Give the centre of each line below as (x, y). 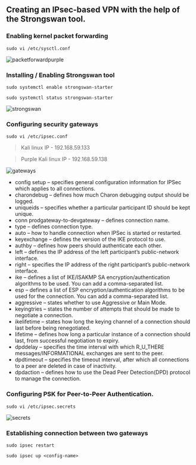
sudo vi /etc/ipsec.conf (37, 137)
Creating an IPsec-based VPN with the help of (93, 10)
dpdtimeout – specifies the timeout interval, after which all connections (102, 359)
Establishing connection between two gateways (77, 433)
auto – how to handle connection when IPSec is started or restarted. (98, 233)
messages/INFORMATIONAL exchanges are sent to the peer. (89, 354)
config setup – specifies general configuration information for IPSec (98, 182)
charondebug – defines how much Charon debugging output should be (102, 195)
